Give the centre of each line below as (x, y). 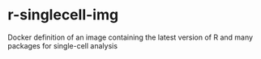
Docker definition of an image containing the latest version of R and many (130, 37)
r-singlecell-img (63, 15)
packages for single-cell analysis (63, 45)
